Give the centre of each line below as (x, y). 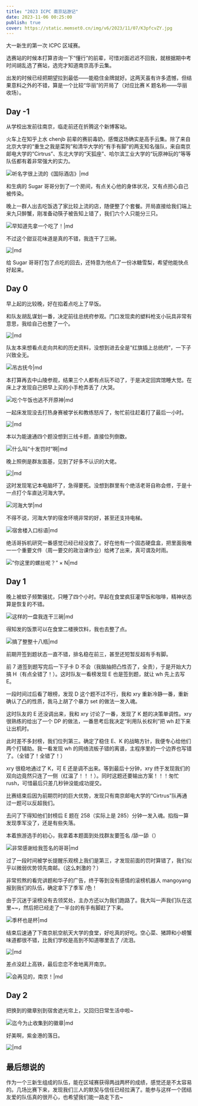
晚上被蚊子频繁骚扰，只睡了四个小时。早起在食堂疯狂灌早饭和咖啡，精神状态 (99, 597)
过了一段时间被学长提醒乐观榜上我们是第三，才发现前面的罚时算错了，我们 (96, 860)
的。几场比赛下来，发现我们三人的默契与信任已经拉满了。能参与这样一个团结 (99, 1090)
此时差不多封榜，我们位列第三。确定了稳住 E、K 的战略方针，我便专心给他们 (99, 741)
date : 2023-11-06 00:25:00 (39, 17)
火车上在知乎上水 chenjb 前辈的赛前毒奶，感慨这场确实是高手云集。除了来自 (98, 139)
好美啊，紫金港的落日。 (34, 1035)
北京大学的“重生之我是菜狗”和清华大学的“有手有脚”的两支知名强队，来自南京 (98, 147)
